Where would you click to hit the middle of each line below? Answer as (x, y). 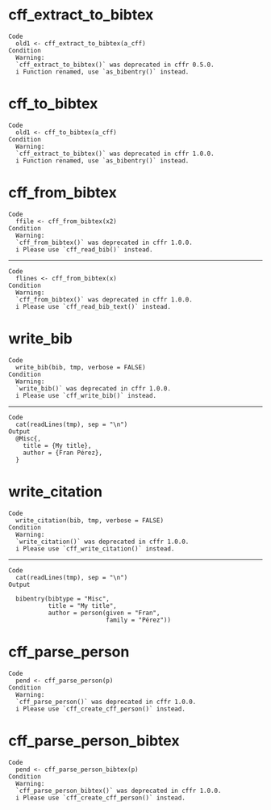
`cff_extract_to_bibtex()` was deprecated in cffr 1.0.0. (115, 154)
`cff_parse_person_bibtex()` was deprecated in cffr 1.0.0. (119, 791)
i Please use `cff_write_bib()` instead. (86, 395)
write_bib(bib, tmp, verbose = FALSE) (81, 367)
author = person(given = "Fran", (104, 613)
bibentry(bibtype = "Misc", (63, 599)
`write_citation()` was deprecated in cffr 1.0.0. (102, 542)
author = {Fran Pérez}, (63, 453)
